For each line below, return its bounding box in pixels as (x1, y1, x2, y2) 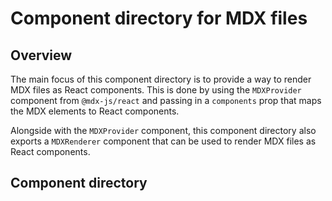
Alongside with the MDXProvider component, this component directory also (10, 125, 317, 136)
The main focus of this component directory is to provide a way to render (10, 73, 312, 85)
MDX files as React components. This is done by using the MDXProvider (10, 84, 302, 96)
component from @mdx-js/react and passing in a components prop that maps (10, 95, 322, 106)
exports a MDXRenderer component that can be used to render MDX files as (10, 135, 317, 147)
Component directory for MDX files (10, 7, 308, 30)
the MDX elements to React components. (10, 105, 180, 117)
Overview (10, 47, 73, 64)
